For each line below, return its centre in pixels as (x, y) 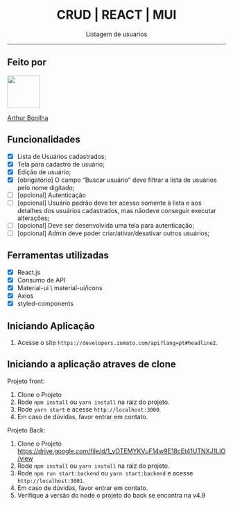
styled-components (45, 304)
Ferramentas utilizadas (58, 256)
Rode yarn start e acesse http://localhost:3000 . (89, 409)
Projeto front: (26, 381)
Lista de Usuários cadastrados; (62, 156)
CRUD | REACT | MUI (116, 15)
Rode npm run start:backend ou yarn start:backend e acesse (105, 473)
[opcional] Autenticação (52, 195)
